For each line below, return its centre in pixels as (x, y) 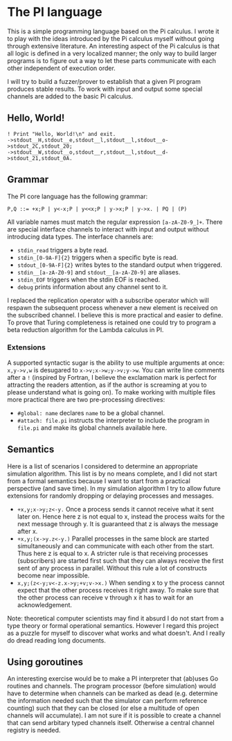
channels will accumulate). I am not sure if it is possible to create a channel (114, 715)
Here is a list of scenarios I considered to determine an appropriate (103, 466)
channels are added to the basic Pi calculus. (70, 96)
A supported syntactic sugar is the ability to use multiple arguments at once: (116, 363)
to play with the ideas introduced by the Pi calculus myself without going (111, 38)
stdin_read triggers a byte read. (63, 250)
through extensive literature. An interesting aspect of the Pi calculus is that (114, 46)
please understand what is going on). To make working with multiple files (111, 392)
